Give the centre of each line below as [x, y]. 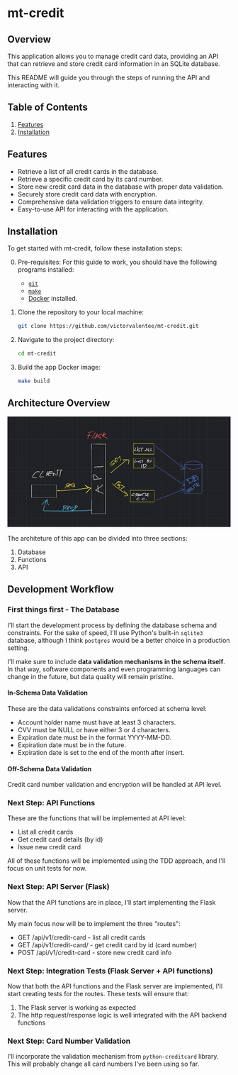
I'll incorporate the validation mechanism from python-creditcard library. [113, 1057]
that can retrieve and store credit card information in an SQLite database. [114, 64]
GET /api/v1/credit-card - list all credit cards [81, 937]
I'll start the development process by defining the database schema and [112, 625]
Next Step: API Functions [51, 803]
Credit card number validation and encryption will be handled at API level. [114, 785]
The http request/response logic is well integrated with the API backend [122, 1015]
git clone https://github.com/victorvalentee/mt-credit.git [108, 326]
